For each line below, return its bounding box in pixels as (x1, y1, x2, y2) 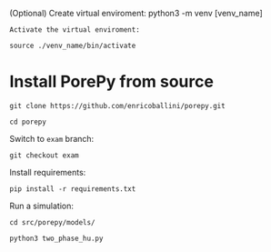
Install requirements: (9, 166, 86, 177)
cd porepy (9, 117, 47, 126)
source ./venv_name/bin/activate (9, 41, 136, 50)
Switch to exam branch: (9, 133, 95, 144)
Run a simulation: (9, 200, 75, 211)
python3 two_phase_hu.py (9, 234, 104, 243)
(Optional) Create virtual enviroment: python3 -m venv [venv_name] (9, 8, 264, 18)
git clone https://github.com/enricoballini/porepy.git (9, 101, 226, 110)
